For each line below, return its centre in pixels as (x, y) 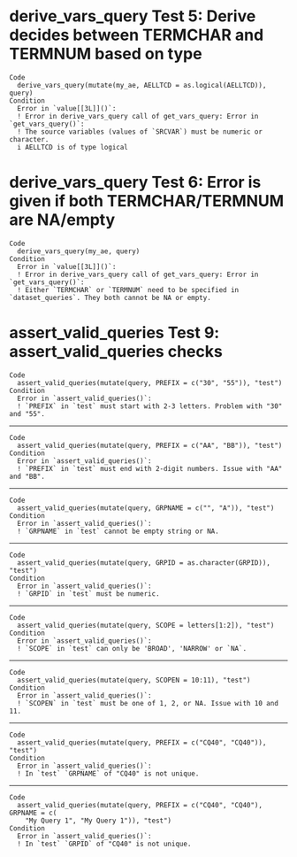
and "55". (27, 413)
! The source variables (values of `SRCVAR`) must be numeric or (140, 131)
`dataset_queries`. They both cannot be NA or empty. (110, 297)
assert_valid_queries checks (116, 352)
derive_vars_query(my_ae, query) (79, 251)
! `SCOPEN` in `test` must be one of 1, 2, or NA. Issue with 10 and (148, 703)
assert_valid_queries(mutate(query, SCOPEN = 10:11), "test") (134, 680)
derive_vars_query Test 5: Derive (133, 16)
